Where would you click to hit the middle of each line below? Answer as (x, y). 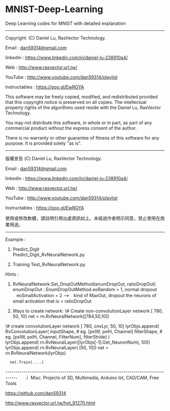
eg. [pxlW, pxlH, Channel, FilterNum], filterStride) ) (58, 337)
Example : (16, 239)
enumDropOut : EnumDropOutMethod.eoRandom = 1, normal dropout (85, 289)
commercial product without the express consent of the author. (71, 128)
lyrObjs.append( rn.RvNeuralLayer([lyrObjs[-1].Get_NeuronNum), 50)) (78, 342)
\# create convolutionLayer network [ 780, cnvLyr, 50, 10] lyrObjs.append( (82, 326)
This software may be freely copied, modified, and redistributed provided (81, 97)
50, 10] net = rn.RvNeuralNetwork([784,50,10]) (61, 316)
